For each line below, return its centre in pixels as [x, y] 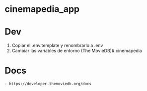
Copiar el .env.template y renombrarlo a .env [57, 45]
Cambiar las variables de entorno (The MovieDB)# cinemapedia [77, 51]
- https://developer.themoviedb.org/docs [48, 84]
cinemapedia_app [42, 9]
